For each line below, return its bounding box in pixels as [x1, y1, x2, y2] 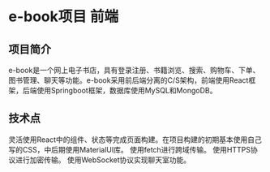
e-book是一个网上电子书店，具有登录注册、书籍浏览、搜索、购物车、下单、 [8, 66, 260, 75]
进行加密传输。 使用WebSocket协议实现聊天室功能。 [15, 155, 191, 165]
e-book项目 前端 [8, 7, 119, 26]
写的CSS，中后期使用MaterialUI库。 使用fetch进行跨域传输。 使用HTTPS [8, 144, 251, 154]
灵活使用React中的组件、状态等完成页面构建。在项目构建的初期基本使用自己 [8, 135, 262, 144]
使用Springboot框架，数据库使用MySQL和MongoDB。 [36, 86, 217, 95]
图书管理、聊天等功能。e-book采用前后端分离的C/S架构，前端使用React [8, 75, 249, 85]
